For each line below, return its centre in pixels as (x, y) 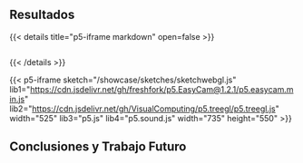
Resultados (42, 15)
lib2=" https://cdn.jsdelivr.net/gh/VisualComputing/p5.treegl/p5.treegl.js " (144, 109)
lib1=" (20, 89)
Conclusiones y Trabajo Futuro (98, 147)
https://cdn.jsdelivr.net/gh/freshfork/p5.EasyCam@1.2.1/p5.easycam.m (162, 89)
